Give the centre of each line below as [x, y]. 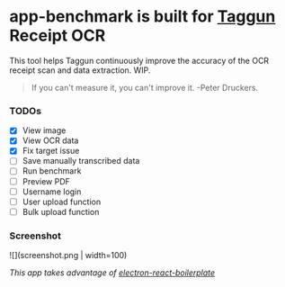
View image [44, 130]
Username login [52, 192]
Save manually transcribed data [81, 161]
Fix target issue [51, 151]
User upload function [62, 202]
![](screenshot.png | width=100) [68, 256]
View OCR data [50, 140]
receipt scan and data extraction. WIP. [80, 70]
